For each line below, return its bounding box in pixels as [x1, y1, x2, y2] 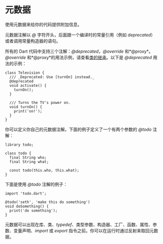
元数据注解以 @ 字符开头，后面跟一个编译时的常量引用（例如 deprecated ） [5, 32, 156, 38]
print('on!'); [14, 108, 42, 114]
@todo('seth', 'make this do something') [5, 200, 91, 204]
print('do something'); [9, 208, 57, 213]
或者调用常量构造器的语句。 [5, 38, 61, 44]
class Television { [5, 70, 45, 75]
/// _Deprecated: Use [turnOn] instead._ [9, 74, 95, 80]
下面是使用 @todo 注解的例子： [5, 181, 68, 187]
